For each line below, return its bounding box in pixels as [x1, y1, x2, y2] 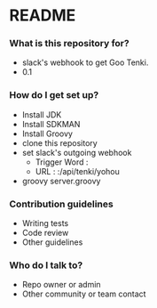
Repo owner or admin [21, 280, 101, 290]
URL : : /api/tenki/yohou [35, 166, 120, 176]
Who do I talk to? [9, 259, 83, 272]
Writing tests [21, 218, 69, 229]
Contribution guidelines [9, 198, 114, 210]
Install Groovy [21, 128, 74, 139]
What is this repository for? [9, 37, 130, 50]
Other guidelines [21, 237, 83, 247]
